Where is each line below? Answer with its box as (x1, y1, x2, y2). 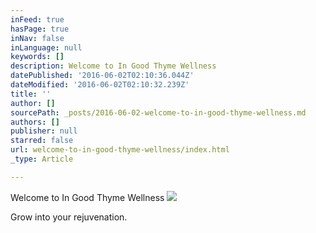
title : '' (10, 89, 52, 99)
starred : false (10, 136, 74, 146)
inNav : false (10, 33, 65, 43)
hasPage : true (10, 24, 70, 34)
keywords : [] (10, 52, 65, 62)
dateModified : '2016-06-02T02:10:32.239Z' (10, 80, 190, 90)
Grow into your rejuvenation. (10, 211, 128, 223)
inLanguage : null (10, 42, 83, 53)
